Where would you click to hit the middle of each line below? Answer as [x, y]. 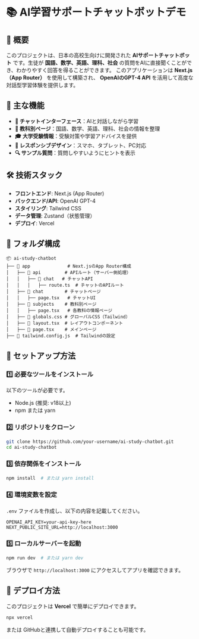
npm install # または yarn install [50, 478]
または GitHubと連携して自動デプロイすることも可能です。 [78, 629]
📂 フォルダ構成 [33, 244]
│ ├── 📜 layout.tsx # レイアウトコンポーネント [65, 323]
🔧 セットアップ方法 [41, 356]
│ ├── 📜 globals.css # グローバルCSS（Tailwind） [68, 317]
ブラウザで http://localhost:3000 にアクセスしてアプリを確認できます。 [95, 570]
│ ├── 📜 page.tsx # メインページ [51, 330]
